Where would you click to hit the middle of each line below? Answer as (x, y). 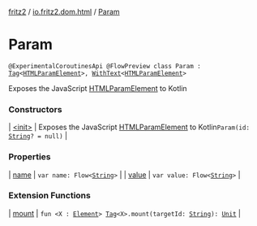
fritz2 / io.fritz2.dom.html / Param (64, 12)
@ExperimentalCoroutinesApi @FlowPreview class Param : (105, 66)
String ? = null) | (38, 136)
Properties (30, 157)
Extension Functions (49, 196)
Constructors (35, 109)
